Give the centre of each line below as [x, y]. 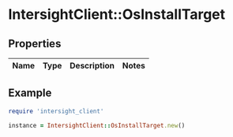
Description [92, 66]
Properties [35, 44]
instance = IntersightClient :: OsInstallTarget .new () [97, 125]
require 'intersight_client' [56, 111]
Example [30, 93]
